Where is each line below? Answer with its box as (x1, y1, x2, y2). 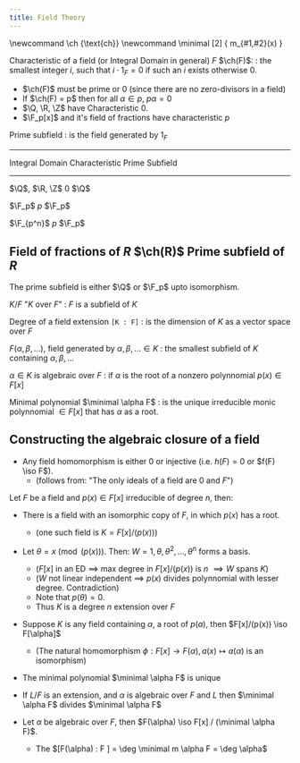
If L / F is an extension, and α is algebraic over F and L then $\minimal (21, 690, 275, 700)
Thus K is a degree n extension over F (35, 601, 176, 612)
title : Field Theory (9, 13, 87, 22)
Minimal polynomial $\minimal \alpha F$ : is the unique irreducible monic (9, 397, 277, 408)
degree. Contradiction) (35, 582, 120, 593)
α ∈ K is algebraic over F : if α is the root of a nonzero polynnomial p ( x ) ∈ (9, 370, 282, 381)
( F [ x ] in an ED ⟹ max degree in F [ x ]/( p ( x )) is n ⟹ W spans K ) (35, 563, 270, 573)
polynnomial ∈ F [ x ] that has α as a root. (9, 406, 159, 417)
